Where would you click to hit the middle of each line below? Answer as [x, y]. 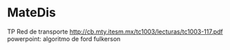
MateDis [32, 13]
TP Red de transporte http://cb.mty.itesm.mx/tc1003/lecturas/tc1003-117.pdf [115, 32]
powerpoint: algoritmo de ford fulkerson [64, 38]
